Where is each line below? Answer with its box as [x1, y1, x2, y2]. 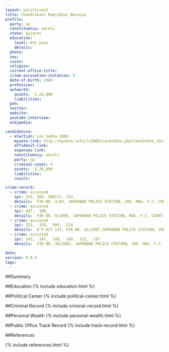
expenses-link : [14, 148, 46, 153]
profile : [5, 17, 24, 22]
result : [14, 176, 30, 181]
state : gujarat [10, 31, 42, 36]
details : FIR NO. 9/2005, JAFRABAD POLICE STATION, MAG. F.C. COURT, [14, 213, 165, 218]
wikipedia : [10, 120, 33, 125]
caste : [10, 59, 24, 64]
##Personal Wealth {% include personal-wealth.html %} [5, 313, 122, 319]
